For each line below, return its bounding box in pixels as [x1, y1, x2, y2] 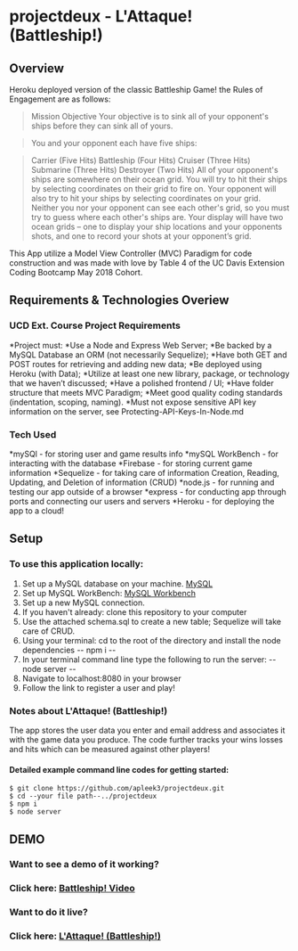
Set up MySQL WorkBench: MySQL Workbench [21, 587, 196, 598]
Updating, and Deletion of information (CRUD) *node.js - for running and [9, 477, 275, 488]
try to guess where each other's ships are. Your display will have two [30, 212, 284, 222]
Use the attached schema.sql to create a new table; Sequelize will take [21, 616, 282, 627]
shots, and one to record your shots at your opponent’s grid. [30, 231, 252, 242]
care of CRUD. [21, 626, 76, 636]
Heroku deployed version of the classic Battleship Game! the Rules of [9, 85, 263, 94]
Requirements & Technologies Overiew [9, 292, 230, 308]
